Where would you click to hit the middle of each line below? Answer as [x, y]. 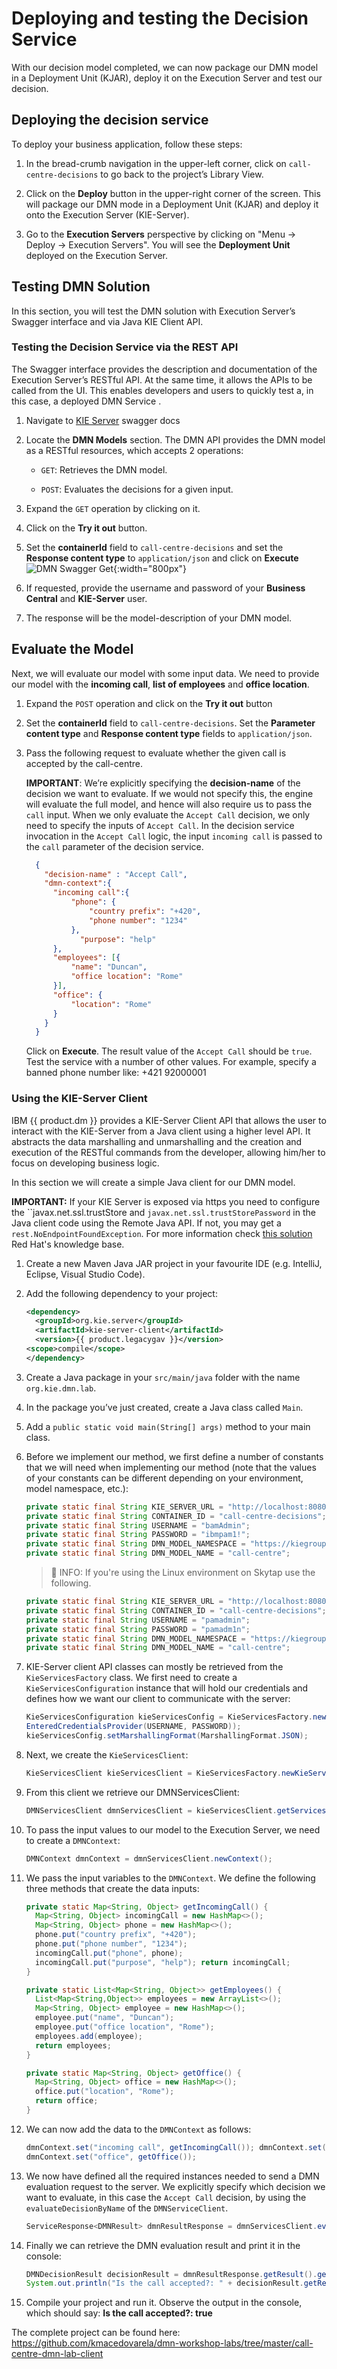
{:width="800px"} [150, 568]
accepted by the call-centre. [84, 763]
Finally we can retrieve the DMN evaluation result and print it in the [163, 2245]
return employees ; [73, 2045]
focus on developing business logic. [85, 1163]
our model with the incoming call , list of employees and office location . [160, 684]
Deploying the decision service [110, 120]
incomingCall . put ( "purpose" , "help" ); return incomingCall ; [163, 1962]
